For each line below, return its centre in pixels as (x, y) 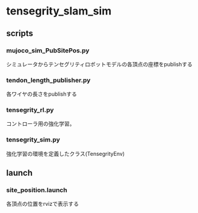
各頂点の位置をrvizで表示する (43, 204)
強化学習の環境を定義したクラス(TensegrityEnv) (66, 153)
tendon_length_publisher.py (48, 80)
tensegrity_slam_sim (59, 11)
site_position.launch (37, 190)
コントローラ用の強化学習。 (41, 124)
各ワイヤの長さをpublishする (42, 94)
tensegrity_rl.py (30, 110)
